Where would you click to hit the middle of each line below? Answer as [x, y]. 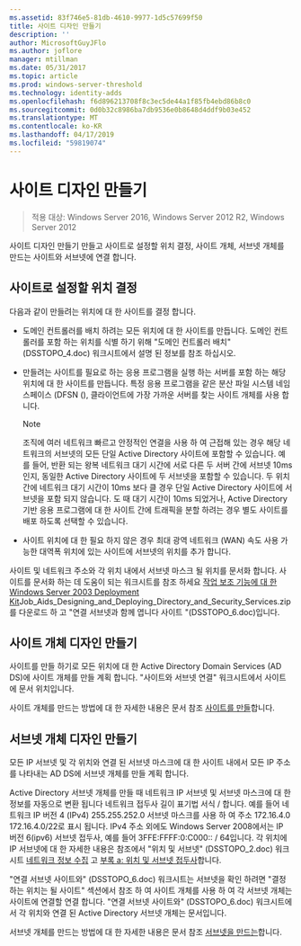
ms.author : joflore [46, 51]
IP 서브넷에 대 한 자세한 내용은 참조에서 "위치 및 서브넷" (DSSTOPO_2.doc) [142, 849]
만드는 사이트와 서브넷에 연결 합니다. [73, 256]
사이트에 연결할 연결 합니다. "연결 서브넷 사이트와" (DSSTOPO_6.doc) [132, 902]
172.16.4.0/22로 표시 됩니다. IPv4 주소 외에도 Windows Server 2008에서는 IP [146, 826]
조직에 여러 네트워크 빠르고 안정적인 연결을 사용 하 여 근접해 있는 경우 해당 [151, 442]
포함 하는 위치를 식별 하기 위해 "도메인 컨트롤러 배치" [139, 342]
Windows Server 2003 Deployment [74, 592]
